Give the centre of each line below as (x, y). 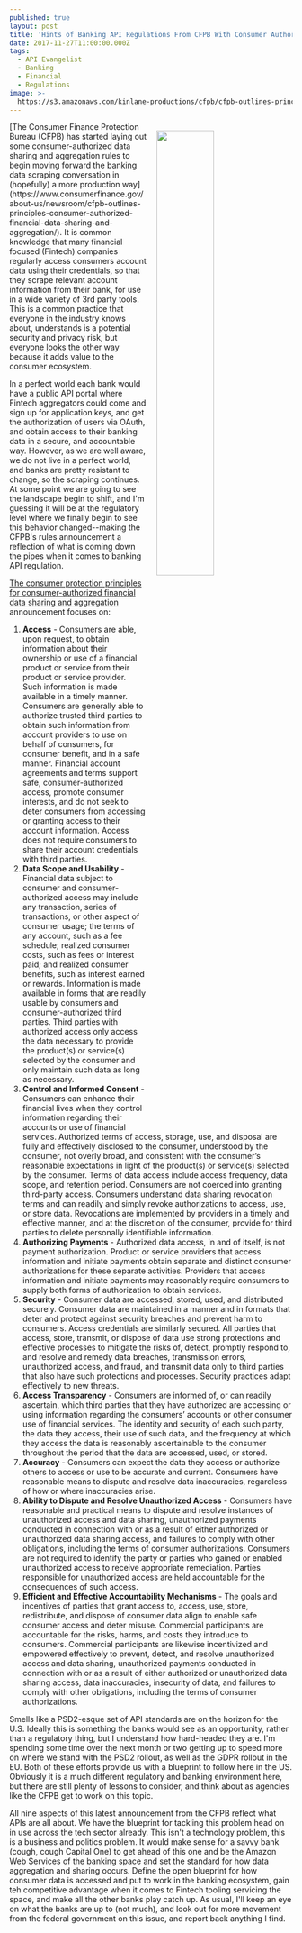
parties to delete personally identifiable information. (118, 1233)
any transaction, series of (69, 907)
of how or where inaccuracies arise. (89, 1491)
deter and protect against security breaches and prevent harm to (142, 1319)
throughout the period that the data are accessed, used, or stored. (145, 1453)
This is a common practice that (67, 309)
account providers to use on (75, 734)
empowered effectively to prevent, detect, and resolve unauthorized (148, 1654)
